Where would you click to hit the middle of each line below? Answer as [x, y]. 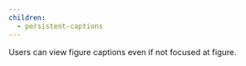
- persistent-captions [60, 26]
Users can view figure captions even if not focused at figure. [123, 52]
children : [27, 18]
